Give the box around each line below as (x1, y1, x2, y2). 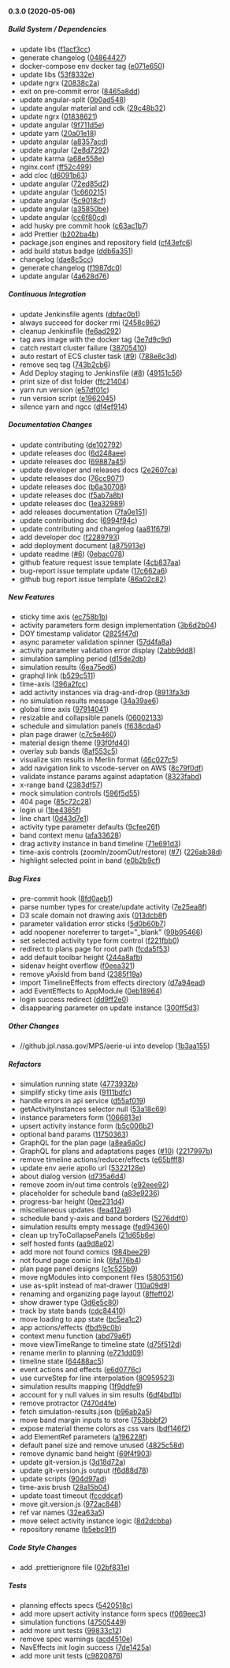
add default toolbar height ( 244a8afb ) (19, 953, 143, 963)
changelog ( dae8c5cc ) (19, 254, 94, 264)
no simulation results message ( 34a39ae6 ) (19, 696, 159, 705)
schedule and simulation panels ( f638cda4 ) (19, 721, 161, 731)
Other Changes (8, 1021, 60, 1031)
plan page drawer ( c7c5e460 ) (19, 730, 117, 739)
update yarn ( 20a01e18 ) (19, 128, 97, 138)
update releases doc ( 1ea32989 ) (19, 498, 126, 508)
